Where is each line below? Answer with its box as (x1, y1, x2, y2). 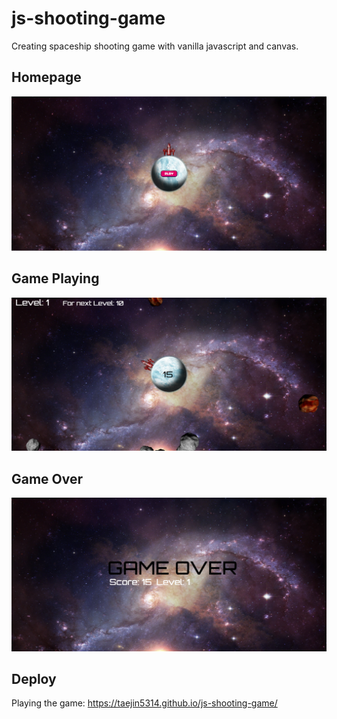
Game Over (11, 470, 84, 487)
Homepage (11, 69, 82, 86)
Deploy (11, 671, 57, 688)
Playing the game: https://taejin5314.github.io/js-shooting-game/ (11, 697, 278, 709)
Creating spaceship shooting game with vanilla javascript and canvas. (11, 40, 299, 52)
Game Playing (11, 270, 100, 287)
